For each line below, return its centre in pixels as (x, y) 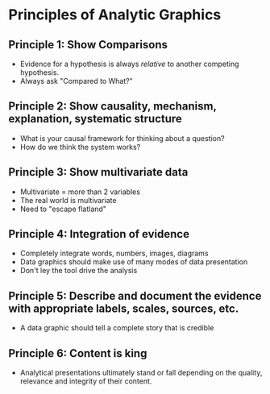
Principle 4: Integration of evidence (99, 234)
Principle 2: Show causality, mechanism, (112, 106)
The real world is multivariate (68, 200)
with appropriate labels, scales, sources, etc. (124, 308)
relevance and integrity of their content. (86, 381)
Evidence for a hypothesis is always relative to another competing (129, 64)
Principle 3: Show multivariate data (98, 172)
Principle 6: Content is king (78, 353)
